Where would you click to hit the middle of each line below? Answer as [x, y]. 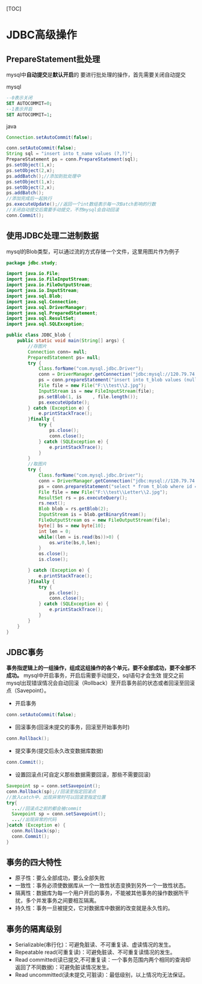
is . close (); [53, 560]
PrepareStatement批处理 [53, 59]
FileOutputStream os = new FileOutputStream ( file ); [104, 520]
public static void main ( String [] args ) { [71, 341]
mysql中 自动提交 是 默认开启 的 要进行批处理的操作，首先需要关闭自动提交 [96, 75]
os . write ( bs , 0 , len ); [75, 542]
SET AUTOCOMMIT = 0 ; [29, 103]
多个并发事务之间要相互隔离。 [63, 901]
